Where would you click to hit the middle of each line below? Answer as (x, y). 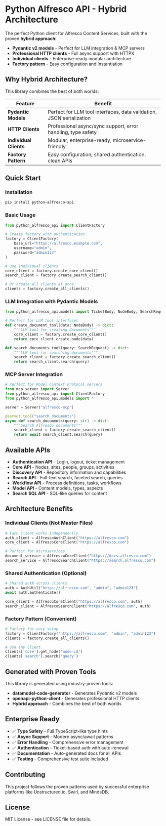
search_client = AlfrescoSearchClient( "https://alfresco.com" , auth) (78, 606)
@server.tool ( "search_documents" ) (41, 416)
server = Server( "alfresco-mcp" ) (40, 407)
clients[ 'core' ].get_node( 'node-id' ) (44, 652)
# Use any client (23, 647)
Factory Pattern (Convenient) (41, 619)
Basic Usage (21, 215)
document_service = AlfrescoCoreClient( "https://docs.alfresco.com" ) (78, 556)
